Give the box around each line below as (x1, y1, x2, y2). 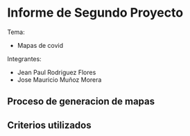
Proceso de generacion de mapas (7, 96, 155, 108)
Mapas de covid (17, 41, 64, 49)
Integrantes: (7, 54, 42, 63)
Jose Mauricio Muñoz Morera (17, 75, 102, 84)
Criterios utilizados (7, 119, 92, 131)
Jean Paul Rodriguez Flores (17, 68, 96, 76)
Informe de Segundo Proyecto (7, 5, 184, 21)
